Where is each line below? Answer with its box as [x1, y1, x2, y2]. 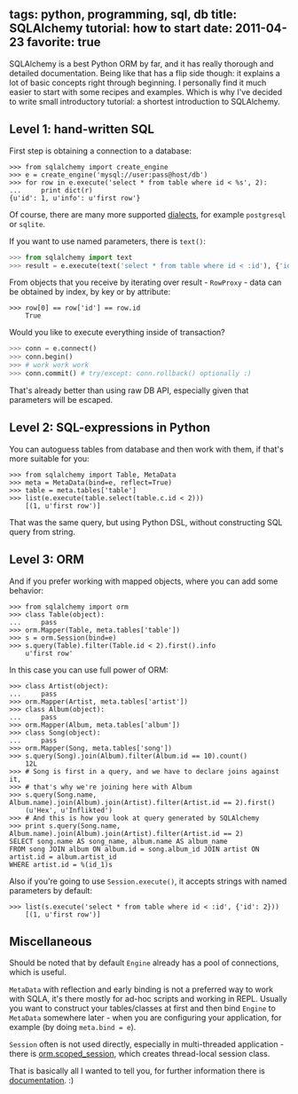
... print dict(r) [9, 185, 93, 194]
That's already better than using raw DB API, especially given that [9, 385, 249, 396]
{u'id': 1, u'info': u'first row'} [9, 193, 141, 202]
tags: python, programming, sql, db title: [9, 7, 238, 22]
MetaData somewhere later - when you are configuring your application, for [9, 1012, 282, 1023]
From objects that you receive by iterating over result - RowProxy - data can [9, 277, 282, 287]
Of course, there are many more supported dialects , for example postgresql [9, 209, 286, 220]
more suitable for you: [9, 453, 90, 464]
